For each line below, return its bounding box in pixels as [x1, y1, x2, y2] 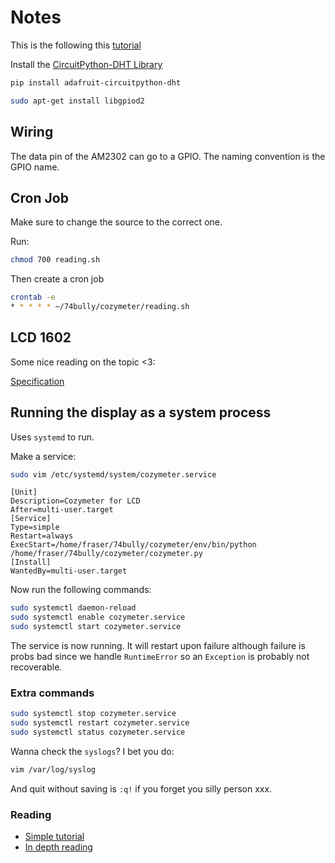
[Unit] [10, 487, 38, 498]
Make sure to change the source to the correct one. [10, 216, 223, 228]
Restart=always [10, 531, 74, 541]
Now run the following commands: [10, 584, 152, 596]
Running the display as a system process [10, 404, 272, 421]
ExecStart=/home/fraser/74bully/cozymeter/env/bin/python [10, 540, 257, 550]
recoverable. [10, 661, 63, 673]
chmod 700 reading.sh [10, 255, 101, 265]
